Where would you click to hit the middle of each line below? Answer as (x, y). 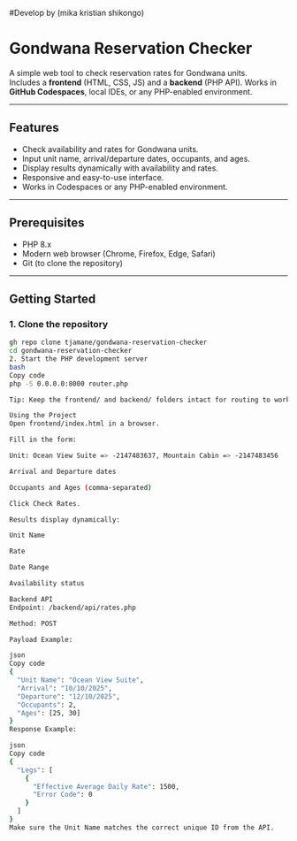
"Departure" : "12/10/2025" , (69, 696)
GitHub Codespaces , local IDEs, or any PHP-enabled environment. (131, 91)
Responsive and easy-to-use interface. (93, 177)
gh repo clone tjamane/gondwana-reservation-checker (108, 343)
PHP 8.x (37, 244)
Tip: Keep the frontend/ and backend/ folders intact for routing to (140, 400)
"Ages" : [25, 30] (49, 713)
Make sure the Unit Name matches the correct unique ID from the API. (142, 827)
